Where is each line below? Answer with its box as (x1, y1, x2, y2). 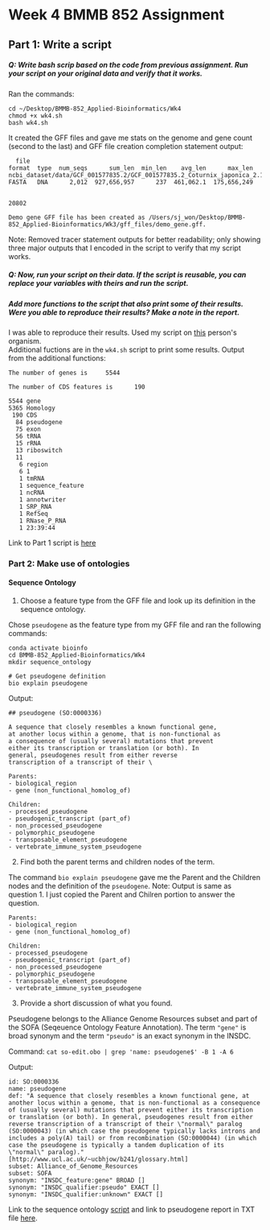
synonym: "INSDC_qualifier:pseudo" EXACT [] (8, 1183, 160, 1192)
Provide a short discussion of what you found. (19, 998, 173, 1008)
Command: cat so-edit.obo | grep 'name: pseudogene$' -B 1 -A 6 (8, 1046, 235, 1056)
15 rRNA (15, 439, 42, 448)
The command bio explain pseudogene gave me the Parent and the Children (8, 873, 261, 882)
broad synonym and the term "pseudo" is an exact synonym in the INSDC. (8, 1031, 252, 1041)
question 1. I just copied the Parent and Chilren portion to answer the (8, 889, 235, 899)
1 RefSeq (18, 510, 48, 518)
